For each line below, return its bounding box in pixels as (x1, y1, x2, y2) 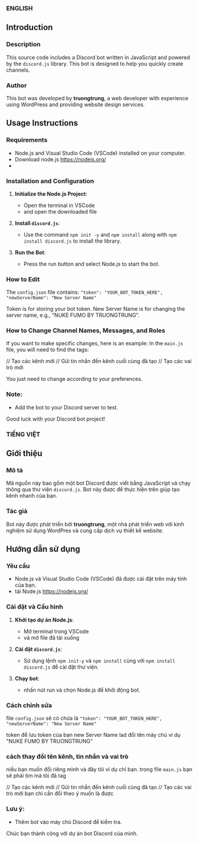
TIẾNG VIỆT (6, 430, 40, 438)
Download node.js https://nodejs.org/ (14, 155, 107, 163)
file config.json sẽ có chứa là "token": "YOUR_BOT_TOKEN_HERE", (6, 714, 162, 721)
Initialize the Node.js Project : (14, 190, 88, 197)
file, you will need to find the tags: (6, 346, 89, 354)
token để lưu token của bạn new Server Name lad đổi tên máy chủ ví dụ (6, 731, 181, 738)
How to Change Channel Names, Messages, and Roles (6, 326, 165, 335)
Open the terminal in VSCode (23, 202, 95, 209)
